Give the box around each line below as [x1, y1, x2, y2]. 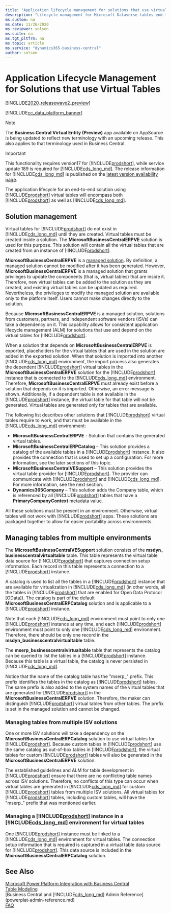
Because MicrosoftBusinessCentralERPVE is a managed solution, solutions [5, 311, 165, 317]
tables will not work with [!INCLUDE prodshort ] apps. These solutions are [5, 513, 158, 519]
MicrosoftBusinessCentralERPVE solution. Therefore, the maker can [5, 695, 150, 701]
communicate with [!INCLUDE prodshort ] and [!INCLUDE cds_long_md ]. [12, 476, 161, 482]
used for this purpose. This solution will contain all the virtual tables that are [5, 242, 164, 248]
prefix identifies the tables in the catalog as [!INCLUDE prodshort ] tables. [5, 679, 157, 685]
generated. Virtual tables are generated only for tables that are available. [5, 402, 158, 408]
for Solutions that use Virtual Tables [5, 83, 161, 95]
